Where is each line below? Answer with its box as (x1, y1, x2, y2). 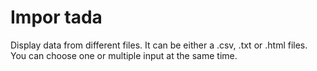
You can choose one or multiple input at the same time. (10, 49, 238, 61)
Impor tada (10, 6, 103, 29)
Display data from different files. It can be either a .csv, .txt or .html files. (10, 39, 308, 51)
